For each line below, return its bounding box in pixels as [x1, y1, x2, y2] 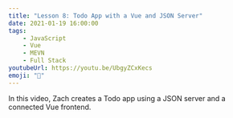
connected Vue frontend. [8, 102, 92, 112]
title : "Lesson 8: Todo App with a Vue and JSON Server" [8, 11, 203, 20]
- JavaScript [22, 34, 67, 43]
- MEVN [22, 49, 45, 57]
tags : [8, 26, 27, 35]
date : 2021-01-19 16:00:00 [8, 19, 99, 27]
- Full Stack [22, 57, 67, 65]
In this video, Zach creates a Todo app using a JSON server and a [8, 93, 227, 103]
